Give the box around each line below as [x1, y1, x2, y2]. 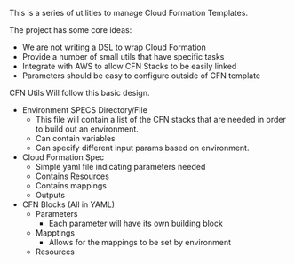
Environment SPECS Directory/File [21, 105, 148, 115]
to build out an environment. [35, 124, 140, 134]
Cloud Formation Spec [21, 152, 105, 163]
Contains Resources [35, 171, 109, 181]
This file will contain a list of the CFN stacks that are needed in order [35, 115, 286, 124]
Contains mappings [35, 180, 107, 190]
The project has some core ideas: [9, 25, 132, 35]
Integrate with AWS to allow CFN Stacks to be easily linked [21, 61, 237, 71]
